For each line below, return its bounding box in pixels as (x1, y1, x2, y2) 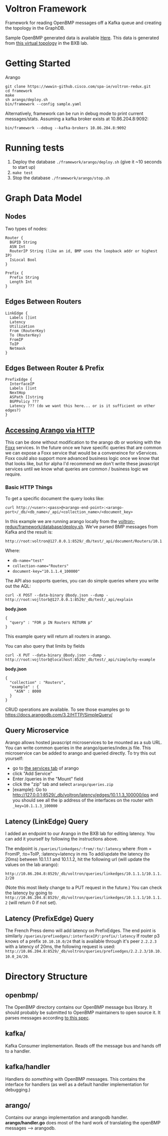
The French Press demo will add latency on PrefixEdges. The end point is (5, 927, 156, 934)
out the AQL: (5, 583, 31, 589)
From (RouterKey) (9, 328, 46, 333)
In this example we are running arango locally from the (5, 518, 117, 524)
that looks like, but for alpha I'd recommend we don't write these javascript (5, 461, 159, 467)
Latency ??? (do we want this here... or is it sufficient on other (9, 403, 155, 408)
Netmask (9, 346, 26, 351)
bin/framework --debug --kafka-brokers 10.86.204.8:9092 (5, 125, 126, 131)
